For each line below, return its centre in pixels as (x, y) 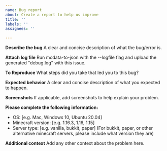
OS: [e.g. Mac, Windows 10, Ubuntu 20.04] (57, 118)
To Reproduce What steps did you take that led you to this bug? (72, 73)
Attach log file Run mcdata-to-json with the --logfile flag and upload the (81, 58)
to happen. (16, 88)
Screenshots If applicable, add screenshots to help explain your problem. (82, 98)
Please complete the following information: (52, 107)
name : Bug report (24, 10)
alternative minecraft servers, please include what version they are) (83, 134)
